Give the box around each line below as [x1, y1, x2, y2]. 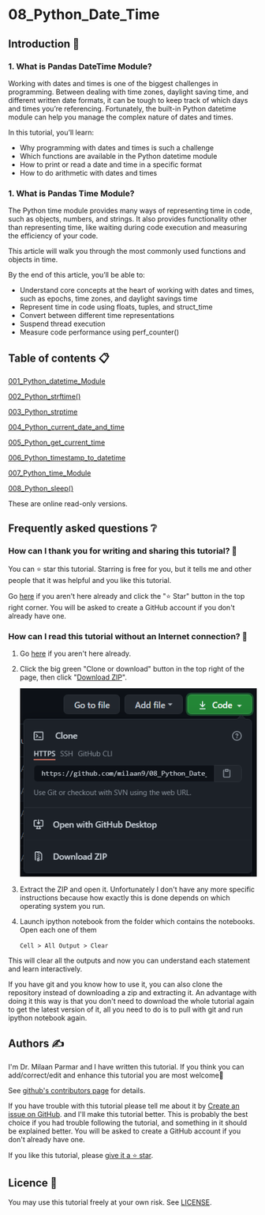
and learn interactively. [8, 963, 83, 974]
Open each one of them [19, 925, 97, 934]
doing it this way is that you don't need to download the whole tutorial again [8, 996, 255, 1005]
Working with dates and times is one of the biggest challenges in [8, 78, 218, 88]
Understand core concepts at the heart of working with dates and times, [19, 286, 255, 295]
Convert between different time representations [19, 311, 175, 320]
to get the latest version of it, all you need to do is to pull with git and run [8, 1005, 243, 1014]
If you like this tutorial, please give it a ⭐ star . [8, 1150, 154, 1160]
